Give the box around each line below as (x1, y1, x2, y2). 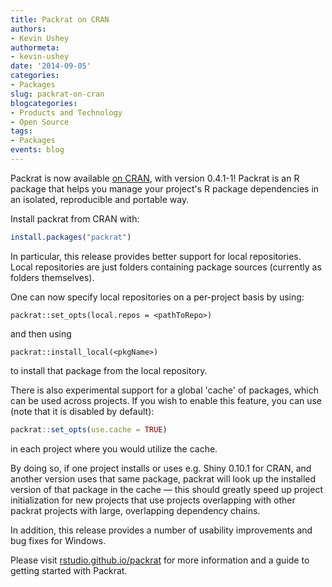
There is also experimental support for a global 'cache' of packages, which (10, 384, 320, 396)
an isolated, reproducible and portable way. (10, 193, 190, 205)
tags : (10, 126, 33, 136)
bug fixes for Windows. (10, 534, 107, 546)
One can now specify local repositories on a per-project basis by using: (10, 291, 305, 303)
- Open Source (10, 117, 70, 127)
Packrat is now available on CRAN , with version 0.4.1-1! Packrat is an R (10, 172, 300, 184)
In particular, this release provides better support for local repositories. (10, 250, 302, 262)
